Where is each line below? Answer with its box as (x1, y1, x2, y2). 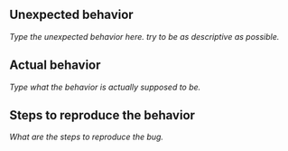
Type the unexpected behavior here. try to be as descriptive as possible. (9, 31, 280, 42)
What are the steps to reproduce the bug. (9, 131, 164, 143)
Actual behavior (9, 58, 101, 73)
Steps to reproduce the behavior (9, 108, 196, 123)
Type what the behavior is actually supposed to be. (9, 81, 201, 92)
